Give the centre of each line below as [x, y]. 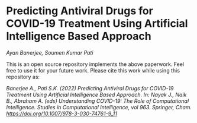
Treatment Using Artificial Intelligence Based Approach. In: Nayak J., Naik [96, 94]
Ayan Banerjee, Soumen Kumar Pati [50, 52]
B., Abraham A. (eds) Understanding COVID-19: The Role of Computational [98, 101]
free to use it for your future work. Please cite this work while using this [93, 70]
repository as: [23, 77]
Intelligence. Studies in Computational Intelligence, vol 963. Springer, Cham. [99, 107]
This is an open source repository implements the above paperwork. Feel [95, 64]
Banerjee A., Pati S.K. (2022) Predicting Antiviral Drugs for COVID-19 [90, 88]
